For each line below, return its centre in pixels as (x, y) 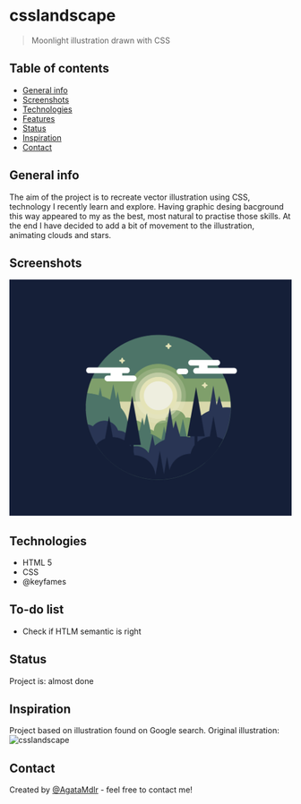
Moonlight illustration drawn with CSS (100, 40)
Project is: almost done (52, 680)
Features (39, 118)
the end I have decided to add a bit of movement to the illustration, (132, 226)
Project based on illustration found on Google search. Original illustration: (144, 731)
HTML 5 (37, 562)
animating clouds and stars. (60, 235)
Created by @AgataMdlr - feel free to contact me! (101, 790)
